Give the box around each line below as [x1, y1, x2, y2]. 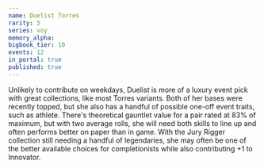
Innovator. [8, 152, 41, 162]
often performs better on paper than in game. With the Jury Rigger [8, 127, 226, 136]
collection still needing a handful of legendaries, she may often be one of [8, 136, 247, 145]
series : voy [8, 26, 48, 34]
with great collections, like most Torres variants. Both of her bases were [8, 93, 243, 103]
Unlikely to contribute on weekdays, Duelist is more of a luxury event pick [8, 85, 248, 94]
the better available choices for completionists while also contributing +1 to [8, 143, 253, 153]
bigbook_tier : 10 [8, 41, 66, 49]
